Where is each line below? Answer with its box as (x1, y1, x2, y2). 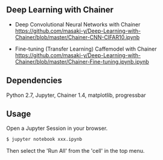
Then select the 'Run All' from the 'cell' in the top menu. (6, 147, 145, 155)
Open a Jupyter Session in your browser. (6, 125, 108, 132)
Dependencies (6, 75, 62, 86)
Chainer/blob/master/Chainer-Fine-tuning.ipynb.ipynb (14, 58, 149, 65)
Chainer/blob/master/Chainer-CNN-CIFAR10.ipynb (14, 33, 140, 41)
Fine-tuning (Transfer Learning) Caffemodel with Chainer (14, 45, 157, 52)
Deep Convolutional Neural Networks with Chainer (14, 20, 141, 28)
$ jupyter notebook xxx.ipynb (6, 137, 83, 143)
